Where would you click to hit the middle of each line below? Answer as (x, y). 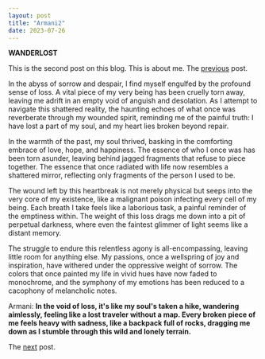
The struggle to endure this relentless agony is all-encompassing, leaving (128, 248)
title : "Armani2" (37, 23)
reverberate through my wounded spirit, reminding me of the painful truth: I (131, 118)
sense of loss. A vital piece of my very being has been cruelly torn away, (127, 92)
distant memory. (35, 233)
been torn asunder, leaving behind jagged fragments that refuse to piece (127, 158)
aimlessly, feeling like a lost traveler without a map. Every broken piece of (132, 314)
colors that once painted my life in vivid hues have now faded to (113, 274)
